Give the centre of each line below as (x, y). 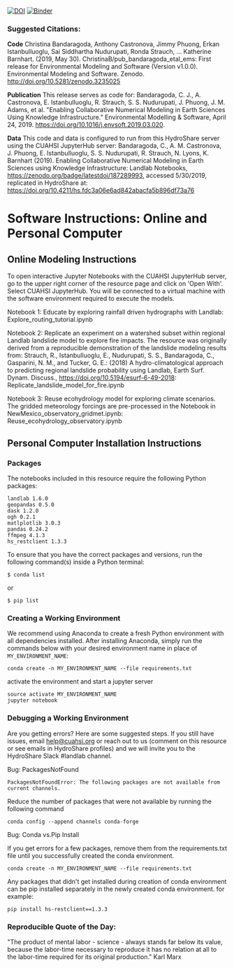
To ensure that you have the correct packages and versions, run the (105, 554)
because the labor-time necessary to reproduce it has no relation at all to (112, 949)
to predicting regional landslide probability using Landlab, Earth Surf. (106, 371)
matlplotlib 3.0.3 (34, 523)
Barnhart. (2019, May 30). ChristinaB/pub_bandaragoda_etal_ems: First (109, 59)
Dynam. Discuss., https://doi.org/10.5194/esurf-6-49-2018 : (92, 378)
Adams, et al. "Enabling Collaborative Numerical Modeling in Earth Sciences (116, 110)
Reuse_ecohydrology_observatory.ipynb (65, 421)
